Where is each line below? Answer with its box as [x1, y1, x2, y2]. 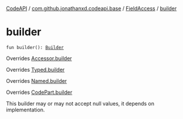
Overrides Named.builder [6, 77, 67, 84]
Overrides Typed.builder [6, 66, 65, 73]
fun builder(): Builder [6, 44, 64, 50]
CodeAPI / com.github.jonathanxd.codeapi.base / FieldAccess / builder [6, 5, 177, 12]
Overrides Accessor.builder [6, 55, 72, 62]
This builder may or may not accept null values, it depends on [6, 100, 155, 107]
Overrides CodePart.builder [6, 89, 72, 96]
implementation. [6, 106, 45, 113]
